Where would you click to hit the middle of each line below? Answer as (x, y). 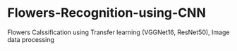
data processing (31, 39)
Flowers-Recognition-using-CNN (107, 13)
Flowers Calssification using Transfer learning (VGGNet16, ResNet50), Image (119, 32)
